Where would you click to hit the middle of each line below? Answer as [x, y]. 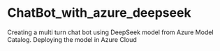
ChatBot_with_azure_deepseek [99, 13]
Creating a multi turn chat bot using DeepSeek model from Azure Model [111, 32]
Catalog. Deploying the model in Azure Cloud [72, 39]
